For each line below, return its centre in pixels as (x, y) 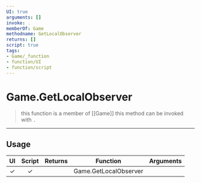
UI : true (17, 12)
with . (28, 120)
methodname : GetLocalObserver (44, 34)
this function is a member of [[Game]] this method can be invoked (102, 114)
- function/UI (24, 62)
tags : (13, 51)
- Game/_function (28, 56)
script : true (22, 45)
